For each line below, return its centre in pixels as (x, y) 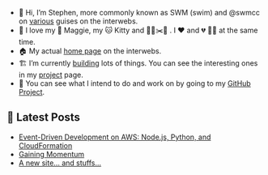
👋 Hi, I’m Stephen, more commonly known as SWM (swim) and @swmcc (139, 13)
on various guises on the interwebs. (78, 21)
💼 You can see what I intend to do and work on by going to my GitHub (134, 83)
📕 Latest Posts (44, 117)
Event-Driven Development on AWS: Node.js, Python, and (115, 137)
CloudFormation (45, 145)
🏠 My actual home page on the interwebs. (90, 51)
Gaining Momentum (51, 154)
